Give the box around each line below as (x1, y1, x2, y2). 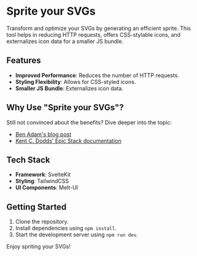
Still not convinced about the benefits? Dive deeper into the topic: (6, 118, 172, 126)
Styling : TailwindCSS (15, 178, 69, 185)
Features (6, 55, 41, 66)
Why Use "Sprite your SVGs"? (6, 102, 124, 113)
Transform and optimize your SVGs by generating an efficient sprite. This (6, 24, 191, 32)
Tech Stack (6, 154, 50, 165)
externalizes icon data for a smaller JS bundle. (6, 37, 124, 45)
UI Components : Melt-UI (15, 184, 79, 191)
